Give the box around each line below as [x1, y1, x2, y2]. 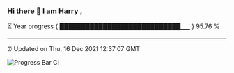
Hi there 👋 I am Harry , [7, 6, 83, 16]
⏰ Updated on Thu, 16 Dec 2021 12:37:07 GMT [7, 45, 141, 53]
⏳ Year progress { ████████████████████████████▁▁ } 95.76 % [7, 22, 220, 30]
